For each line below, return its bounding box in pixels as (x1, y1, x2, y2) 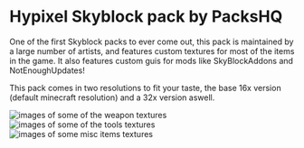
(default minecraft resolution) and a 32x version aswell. (9, 92, 215, 103)
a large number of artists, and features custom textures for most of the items (9, 45, 295, 56)
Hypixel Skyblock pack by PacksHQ (9, 6, 283, 27)
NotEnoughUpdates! (9, 65, 86, 76)
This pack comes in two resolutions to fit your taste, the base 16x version (9, 82, 282, 93)
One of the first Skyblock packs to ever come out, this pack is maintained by (9, 36, 294, 47)
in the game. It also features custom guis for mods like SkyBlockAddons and (9, 55, 294, 66)
